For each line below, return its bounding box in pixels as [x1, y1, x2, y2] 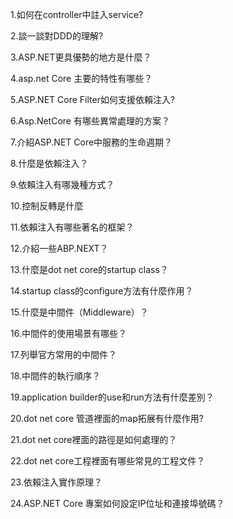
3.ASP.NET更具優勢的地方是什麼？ [10, 51, 152, 63]
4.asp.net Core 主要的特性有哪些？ [10, 73, 153, 84]
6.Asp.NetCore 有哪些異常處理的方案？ [10, 115, 170, 127]
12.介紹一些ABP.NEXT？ [10, 243, 109, 254]
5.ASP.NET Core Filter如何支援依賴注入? [10, 94, 176, 105]
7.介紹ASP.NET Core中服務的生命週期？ [10, 136, 173, 148]
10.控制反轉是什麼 [10, 200, 84, 212]
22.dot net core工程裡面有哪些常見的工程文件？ [10, 455, 206, 467]
